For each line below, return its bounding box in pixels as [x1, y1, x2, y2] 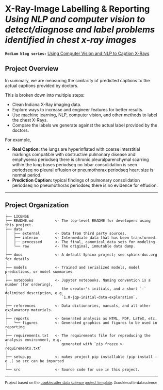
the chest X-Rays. [12, 117, 48, 123]
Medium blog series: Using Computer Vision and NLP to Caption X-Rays [5, 50, 149, 56]
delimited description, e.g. [5, 290, 64, 295]
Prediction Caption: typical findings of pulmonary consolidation [12, 177, 140, 183]
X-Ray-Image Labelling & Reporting [5, 3, 150, 15]
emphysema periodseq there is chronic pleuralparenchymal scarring [12, 157, 149, 162]
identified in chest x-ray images [5, 35, 137, 46]
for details [5, 256, 29, 261]
